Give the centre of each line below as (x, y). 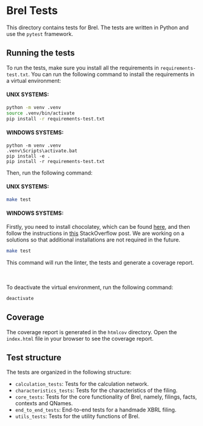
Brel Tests (32, 11)
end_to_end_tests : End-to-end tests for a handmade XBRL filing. (96, 410)
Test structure (34, 358)
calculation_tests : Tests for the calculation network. (82, 384)
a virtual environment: (34, 80)
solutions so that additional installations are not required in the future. (94, 240)
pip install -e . (28, 156)
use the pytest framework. (40, 33)
